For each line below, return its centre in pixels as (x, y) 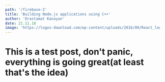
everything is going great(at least (74, 62)
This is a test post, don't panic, (69, 52)
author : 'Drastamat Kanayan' (35, 19)
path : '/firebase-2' (26, 10)
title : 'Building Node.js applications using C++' (58, 14)
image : (12, 28)
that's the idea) (37, 72)
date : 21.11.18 (21, 23)
